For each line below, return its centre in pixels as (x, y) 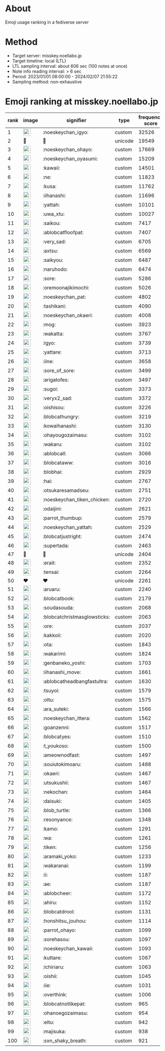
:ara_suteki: (56, 709)
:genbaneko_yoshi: (64, 663)
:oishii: (50, 976)
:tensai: (51, 572)
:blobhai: (53, 472)
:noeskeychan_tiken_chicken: (76, 499)
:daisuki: (52, 801)
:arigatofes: (56, 380)
